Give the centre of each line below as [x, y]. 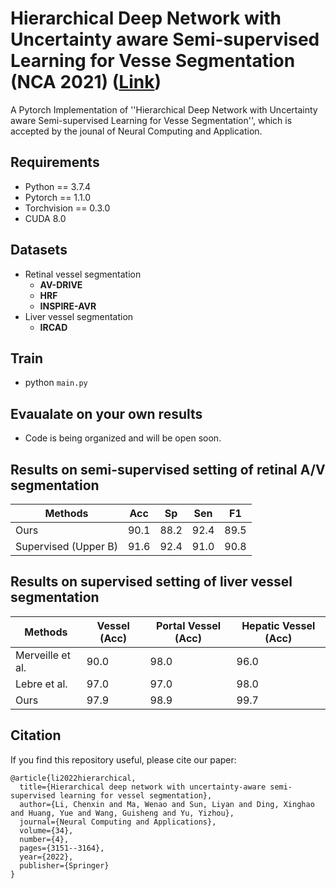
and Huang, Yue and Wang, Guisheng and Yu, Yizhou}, [122, 813]
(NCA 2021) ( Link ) [86, 82]
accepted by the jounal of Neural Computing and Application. [136, 131]
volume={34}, [46, 830]
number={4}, [44, 839]
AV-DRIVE [61, 284]
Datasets [39, 250]
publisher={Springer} [64, 865]
